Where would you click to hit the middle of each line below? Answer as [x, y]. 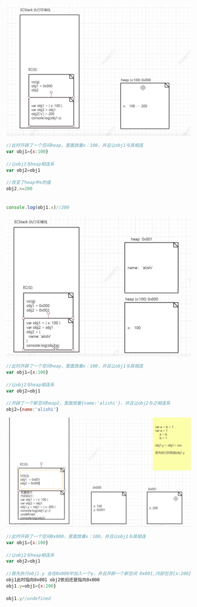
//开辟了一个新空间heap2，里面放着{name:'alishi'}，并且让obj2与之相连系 [88, 403]
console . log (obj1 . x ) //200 [38, 207]
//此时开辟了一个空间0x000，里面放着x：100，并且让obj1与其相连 [76, 536]
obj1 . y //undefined [28, 598]
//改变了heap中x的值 [28, 183]
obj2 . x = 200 [19, 189]
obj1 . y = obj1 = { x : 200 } [31, 586]
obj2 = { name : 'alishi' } [33, 410]
